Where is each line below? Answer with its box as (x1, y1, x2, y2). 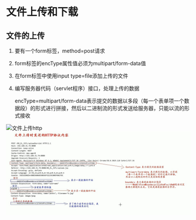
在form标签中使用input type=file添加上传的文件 (14, 72, 129, 79)
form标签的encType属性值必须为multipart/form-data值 (14, 60, 146, 66)
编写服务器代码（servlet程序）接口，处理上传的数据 (14, 85, 140, 92)
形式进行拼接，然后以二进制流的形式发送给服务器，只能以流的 (35, 105, 185, 112)
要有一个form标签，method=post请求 (14, 48, 106, 54)
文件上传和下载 (6, 5, 79, 19)
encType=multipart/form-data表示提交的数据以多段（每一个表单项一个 (14, 98, 185, 104)
